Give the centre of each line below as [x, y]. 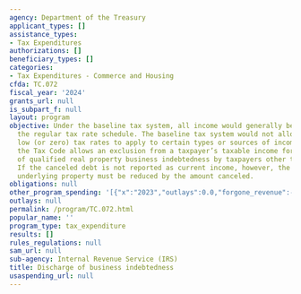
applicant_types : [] [48, 26]
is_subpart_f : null [46, 109]
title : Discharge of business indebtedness [92, 268]
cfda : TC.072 [34, 84]
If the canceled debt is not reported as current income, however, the [154, 168]
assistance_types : [43, 34]
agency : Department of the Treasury [77, 17]
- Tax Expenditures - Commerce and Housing [92, 76]
